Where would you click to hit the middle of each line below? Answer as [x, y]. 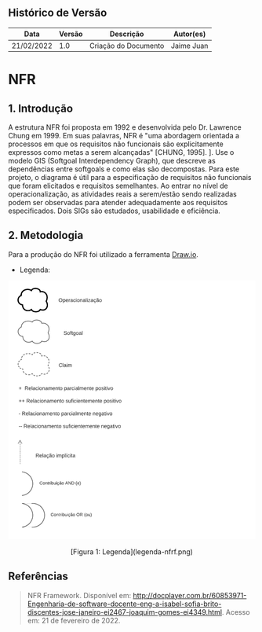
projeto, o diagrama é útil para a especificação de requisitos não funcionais [130, 178]
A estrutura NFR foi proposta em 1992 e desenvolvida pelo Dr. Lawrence [125, 127]
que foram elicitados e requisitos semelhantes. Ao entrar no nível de [118, 186]
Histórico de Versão [58, 13]
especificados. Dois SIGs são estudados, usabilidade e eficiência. [115, 211]
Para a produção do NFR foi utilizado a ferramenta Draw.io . [103, 254]
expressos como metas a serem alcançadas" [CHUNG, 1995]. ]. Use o [121, 152]
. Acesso [236, 612]
